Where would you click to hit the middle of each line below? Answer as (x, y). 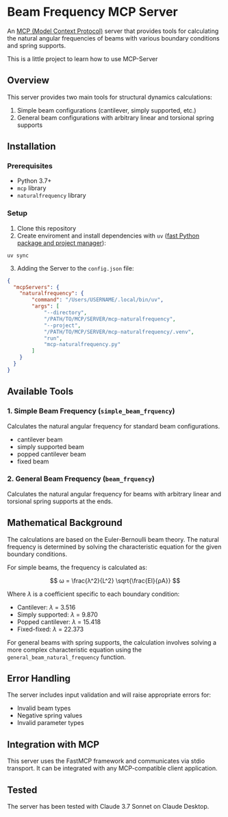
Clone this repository (47, 228)
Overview (28, 81)
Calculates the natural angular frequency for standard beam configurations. (114, 426)
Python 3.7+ (34, 181)
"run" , (53, 338)
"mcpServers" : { (36, 287)
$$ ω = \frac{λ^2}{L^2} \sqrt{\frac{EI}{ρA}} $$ (115, 580)
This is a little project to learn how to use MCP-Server (83, 58)
